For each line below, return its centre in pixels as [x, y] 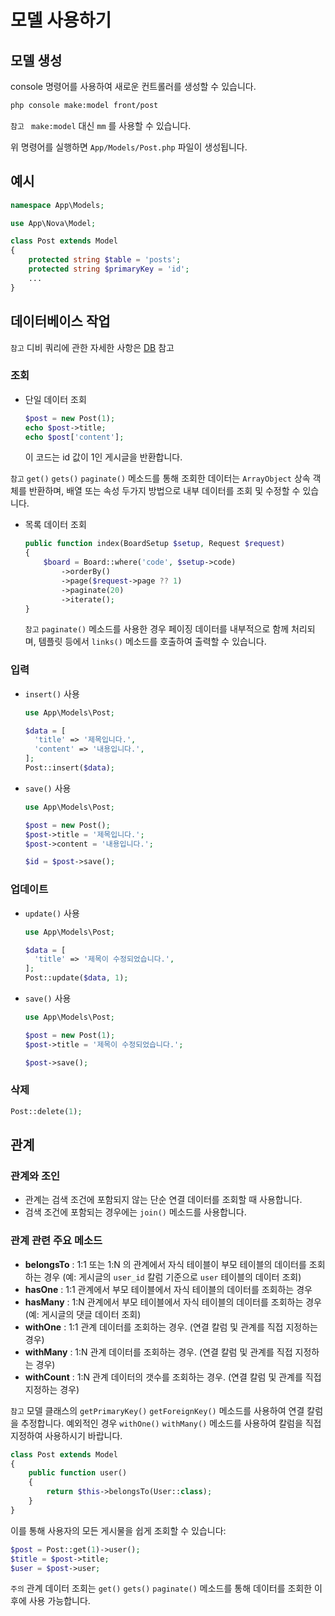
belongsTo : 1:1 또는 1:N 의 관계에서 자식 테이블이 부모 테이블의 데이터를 [165, 1264]
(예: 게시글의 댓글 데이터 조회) [83, 1314]
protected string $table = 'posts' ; [105, 260]
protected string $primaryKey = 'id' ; [109, 269]
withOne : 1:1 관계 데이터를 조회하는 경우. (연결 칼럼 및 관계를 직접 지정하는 [171, 1327]
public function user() [78, 1473]
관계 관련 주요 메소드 [56, 1241]
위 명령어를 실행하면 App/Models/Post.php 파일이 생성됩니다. [129, 147]
